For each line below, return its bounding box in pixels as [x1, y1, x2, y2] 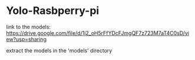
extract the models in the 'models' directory [6, 47, 113, 54]
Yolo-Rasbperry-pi [6, 4, 100, 17]
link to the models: [6, 23, 51, 30]
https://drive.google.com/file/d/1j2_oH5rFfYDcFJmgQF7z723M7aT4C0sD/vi [6, 29, 190, 36]
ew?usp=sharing [6, 36, 47, 43]
